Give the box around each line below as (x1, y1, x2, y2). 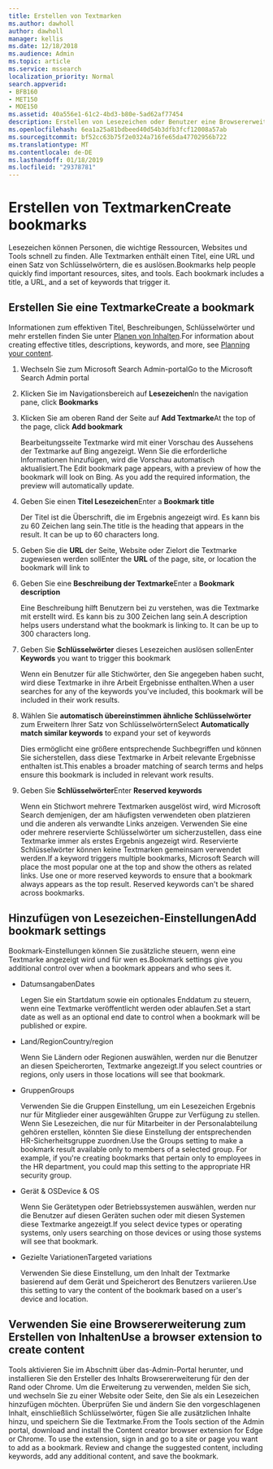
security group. (19, 1170, 71, 1180)
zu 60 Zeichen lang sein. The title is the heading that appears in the (19, 520, 244, 530)
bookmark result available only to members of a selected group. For (19, 1144, 248, 1154)
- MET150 (8, 95, 38, 103)
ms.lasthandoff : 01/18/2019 (8, 156, 104, 164)
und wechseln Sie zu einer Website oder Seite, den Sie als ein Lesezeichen (8, 1390, 260, 1401)
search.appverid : (8, 80, 67, 88)
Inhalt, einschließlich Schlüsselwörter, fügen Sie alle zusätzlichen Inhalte (8, 1408, 251, 1418)
